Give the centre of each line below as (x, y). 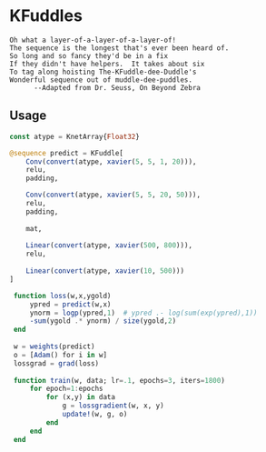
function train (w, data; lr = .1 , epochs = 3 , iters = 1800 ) (119, 380)
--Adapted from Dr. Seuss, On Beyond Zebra (117, 87)
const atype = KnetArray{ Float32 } (75, 136)
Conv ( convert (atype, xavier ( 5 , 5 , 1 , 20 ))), (111, 161)
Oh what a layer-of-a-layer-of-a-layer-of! (93, 40)
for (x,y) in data (81, 397)
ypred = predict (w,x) (70, 304)
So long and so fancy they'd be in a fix (89, 55)
